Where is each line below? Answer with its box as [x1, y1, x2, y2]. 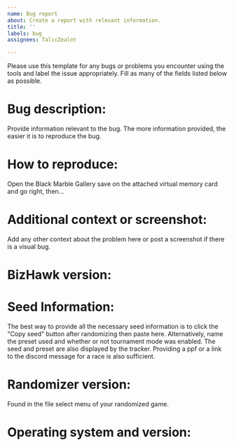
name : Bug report [7, 10, 58, 18]
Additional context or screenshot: [7, 212, 207, 228]
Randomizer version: [7, 377, 131, 393]
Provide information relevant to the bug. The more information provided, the [7, 124, 226, 133]
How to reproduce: [7, 156, 118, 173]
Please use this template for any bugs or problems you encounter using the [7, 62, 225, 70]
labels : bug [7, 29, 42, 37]
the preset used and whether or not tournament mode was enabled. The [7, 338, 216, 346]
